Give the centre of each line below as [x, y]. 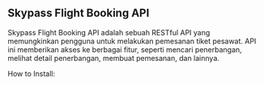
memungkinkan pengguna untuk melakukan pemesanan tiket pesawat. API [132, 41]
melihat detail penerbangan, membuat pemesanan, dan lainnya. [114, 58]
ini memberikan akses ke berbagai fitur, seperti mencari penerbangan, [125, 49]
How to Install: [32, 73]
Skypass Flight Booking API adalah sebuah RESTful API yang [109, 32]
